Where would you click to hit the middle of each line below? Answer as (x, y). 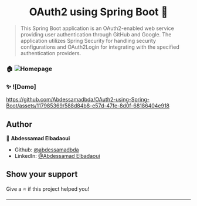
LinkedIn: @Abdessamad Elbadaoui (57, 156)
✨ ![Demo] (21, 86)
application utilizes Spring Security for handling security (88, 40)
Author (19, 124)
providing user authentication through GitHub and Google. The (96, 34)
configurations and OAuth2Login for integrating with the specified (100, 47)
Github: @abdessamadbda (47, 150)
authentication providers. (51, 53)
